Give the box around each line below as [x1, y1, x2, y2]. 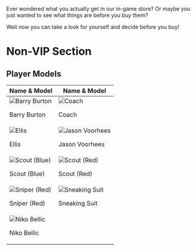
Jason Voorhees [58, 140, 105, 148]
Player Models [6, 69, 62, 79]
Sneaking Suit [58, 199, 98, 207]
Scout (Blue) [9, 170, 45, 178]
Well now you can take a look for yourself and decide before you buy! [6, 24, 180, 30]
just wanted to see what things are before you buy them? [6, 12, 148, 19]
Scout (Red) [58, 170, 93, 178]
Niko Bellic [9, 229, 39, 237]
